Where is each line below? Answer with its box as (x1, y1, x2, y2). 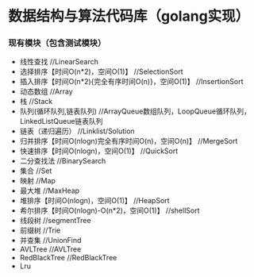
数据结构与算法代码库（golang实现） (8, 7, 250, 25)
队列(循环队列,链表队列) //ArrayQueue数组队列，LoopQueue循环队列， (19, 106, 252, 116)
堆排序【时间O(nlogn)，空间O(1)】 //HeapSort (19, 196, 170, 206)
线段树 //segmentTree (19, 216, 91, 225)
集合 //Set (19, 166, 52, 175)
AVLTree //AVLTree (19, 244, 82, 254)
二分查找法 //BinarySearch (19, 156, 106, 166)
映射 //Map (19, 176, 56, 186)
